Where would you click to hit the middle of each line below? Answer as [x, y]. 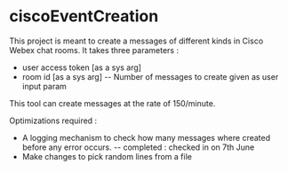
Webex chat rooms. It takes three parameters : [94, 50]
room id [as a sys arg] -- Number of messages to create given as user [150, 76]
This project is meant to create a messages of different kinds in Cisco [136, 41]
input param [44, 86]
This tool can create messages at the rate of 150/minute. [112, 103]
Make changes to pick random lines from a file [107, 156]
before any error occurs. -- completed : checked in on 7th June [138, 147]
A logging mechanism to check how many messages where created [146, 137]
